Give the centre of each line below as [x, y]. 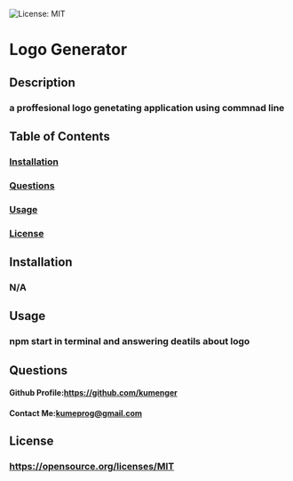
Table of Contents [60, 136]
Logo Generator [68, 50]
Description [42, 82]
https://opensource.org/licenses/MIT [92, 467]
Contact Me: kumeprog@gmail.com [76, 413]
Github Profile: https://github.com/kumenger [93, 393]
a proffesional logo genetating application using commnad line [147, 108]
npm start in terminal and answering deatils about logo [130, 341]
